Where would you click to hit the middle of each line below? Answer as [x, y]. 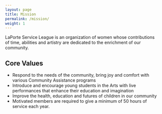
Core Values [24, 63]
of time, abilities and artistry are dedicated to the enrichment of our [73, 43]
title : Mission [21, 14]
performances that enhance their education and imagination [73, 91]
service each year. [31, 107]
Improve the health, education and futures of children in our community [84, 96]
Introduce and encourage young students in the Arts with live [74, 85]
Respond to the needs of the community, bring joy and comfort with [81, 75]
